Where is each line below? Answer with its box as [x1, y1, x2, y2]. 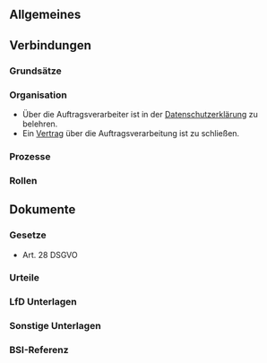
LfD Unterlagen [9, 296, 78, 308]
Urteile [9, 272, 40, 284]
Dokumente [9, 202, 76, 218]
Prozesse [9, 150, 51, 162]
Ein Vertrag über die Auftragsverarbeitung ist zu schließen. [22, 128, 240, 138]
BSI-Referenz [9, 344, 69, 357]
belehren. [22, 118, 58, 129]
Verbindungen [9, 38, 92, 53]
